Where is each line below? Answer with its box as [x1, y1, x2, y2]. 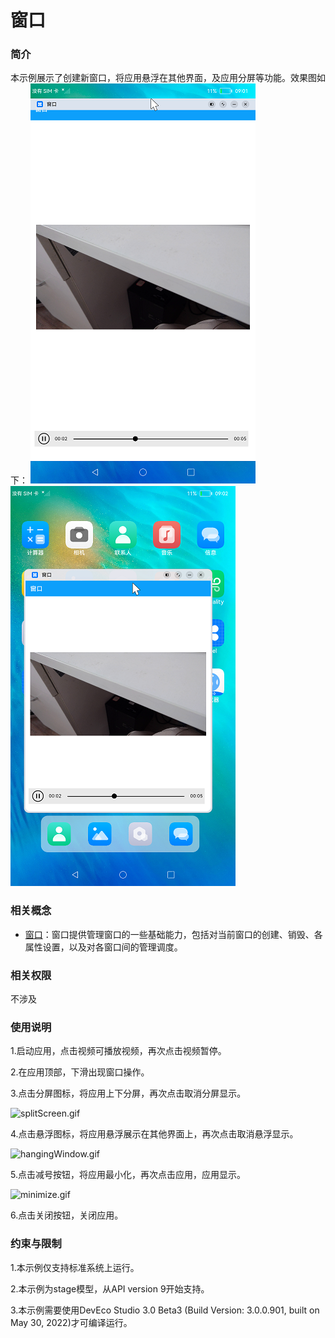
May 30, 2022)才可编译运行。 [10, 1316, 133, 1328]
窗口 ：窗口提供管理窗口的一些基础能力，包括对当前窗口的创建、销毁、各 [24, 928, 323, 940]
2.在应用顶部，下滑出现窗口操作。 [10, 1066, 150, 1078]
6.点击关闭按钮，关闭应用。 [10, 1209, 124, 1221]
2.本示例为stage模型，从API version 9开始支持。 [10, 1282, 210, 1295]
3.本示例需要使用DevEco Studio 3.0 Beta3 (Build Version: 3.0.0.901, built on [10, 1304, 320, 1316]
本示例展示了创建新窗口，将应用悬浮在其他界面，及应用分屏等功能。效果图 [10, 72, 317, 84]
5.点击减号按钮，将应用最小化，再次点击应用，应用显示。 [10, 1169, 246, 1181]
